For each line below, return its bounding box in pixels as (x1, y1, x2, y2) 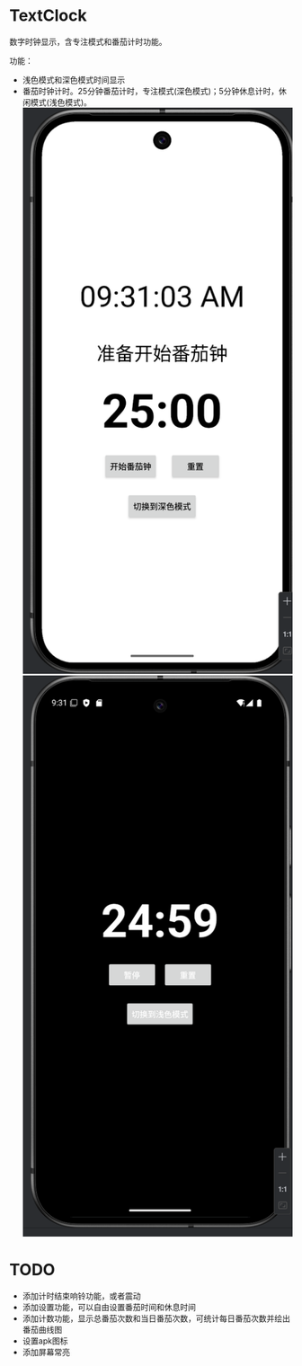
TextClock (9, 5, 87, 26)
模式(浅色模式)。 (30, 96, 93, 108)
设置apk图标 (22, 1335, 68, 1346)
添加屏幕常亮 (22, 1346, 70, 1357)
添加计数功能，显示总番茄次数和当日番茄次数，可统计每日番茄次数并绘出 (22, 1313, 290, 1324)
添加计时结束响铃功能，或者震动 (22, 1291, 141, 1301)
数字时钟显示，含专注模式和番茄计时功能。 (9, 36, 167, 47)
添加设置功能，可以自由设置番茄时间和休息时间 (22, 1301, 196, 1312)
